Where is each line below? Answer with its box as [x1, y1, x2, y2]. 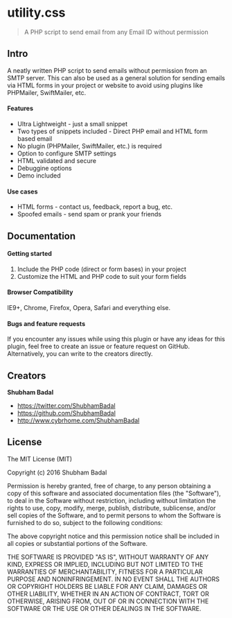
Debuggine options [17, 164, 72, 172]
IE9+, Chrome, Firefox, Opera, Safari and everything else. [7, 303, 171, 311]
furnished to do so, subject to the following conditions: [7, 518, 163, 526]
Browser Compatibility [7, 288, 73, 296]
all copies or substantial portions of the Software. [7, 539, 148, 547]
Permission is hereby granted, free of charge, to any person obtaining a [7, 481, 211, 490]
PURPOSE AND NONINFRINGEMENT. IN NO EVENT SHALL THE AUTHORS [7, 574, 220, 583]
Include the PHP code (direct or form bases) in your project [17, 265, 187, 273]
